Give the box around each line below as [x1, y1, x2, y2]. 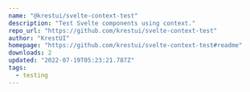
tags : [8, 64, 27, 72]
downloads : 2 [8, 49, 52, 57]
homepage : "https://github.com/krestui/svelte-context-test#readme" [8, 42, 243, 50]
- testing [15, 71, 48, 79]
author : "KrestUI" [8, 34, 70, 42]
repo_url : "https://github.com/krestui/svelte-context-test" [8, 26, 218, 34]
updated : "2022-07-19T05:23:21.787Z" [8, 57, 135, 65]
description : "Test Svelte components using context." [8, 19, 196, 27]
